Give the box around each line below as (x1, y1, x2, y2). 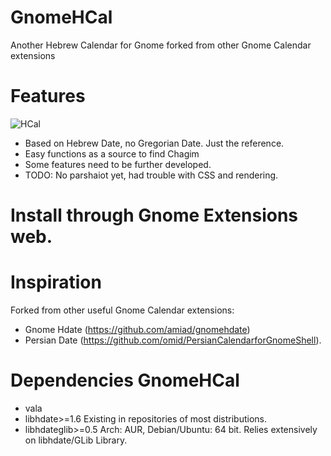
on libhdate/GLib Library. (24, 434, 128, 446)
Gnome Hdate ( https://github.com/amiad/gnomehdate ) (24, 324, 251, 335)
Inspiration (10, 271, 102, 294)
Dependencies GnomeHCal (10, 369, 240, 392)
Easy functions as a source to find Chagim (24, 147, 200, 160)
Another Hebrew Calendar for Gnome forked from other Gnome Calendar (10, 39, 312, 51)
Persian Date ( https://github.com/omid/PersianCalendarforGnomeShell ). (24, 334, 322, 346)
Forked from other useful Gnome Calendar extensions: (10, 304, 235, 316)
